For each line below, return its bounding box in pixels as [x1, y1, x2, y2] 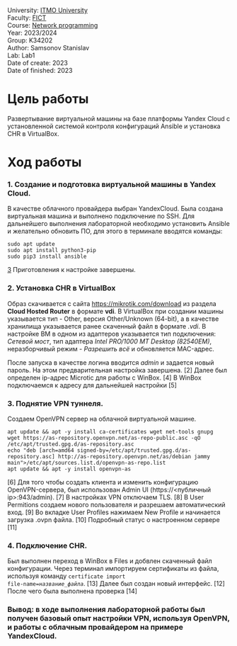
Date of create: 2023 [7, 59, 69, 67]
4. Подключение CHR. [7, 540, 87, 550]
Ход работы [7, 154, 82, 171]
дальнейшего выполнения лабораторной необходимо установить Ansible [7, 220, 230, 228]
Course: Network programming [7, 21, 98, 29]
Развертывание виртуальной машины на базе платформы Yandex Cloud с [7, 114, 231, 123]
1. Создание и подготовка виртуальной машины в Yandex [7, 180, 216, 190]
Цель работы [7, 91, 89, 107]
